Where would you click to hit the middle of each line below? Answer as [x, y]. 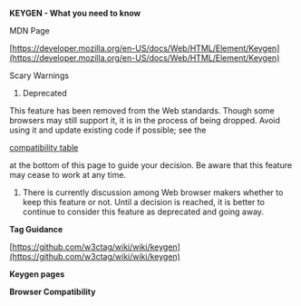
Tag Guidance [36, 229]
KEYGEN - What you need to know [75, 13]
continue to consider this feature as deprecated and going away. [143, 212]
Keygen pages [37, 274]
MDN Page [29, 30]
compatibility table [44, 148]
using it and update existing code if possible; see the [108, 130]
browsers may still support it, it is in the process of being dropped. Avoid [145, 120]
